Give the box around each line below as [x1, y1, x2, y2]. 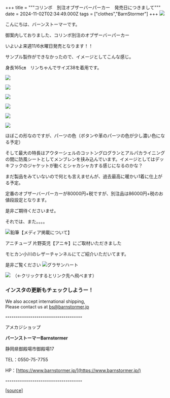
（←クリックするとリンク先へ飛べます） [14, 273, 97, 278]
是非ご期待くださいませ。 [5, 208, 59, 214]
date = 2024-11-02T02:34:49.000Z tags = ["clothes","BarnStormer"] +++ [5, 11, 158, 17]
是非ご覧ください [5, 262, 41, 268]
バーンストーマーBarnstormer [5, 335, 68, 341]
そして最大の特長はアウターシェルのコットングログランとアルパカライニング [5, 150, 165, 156]
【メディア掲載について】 [19, 230, 73, 235]
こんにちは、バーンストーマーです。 [5, 21, 80, 27]
